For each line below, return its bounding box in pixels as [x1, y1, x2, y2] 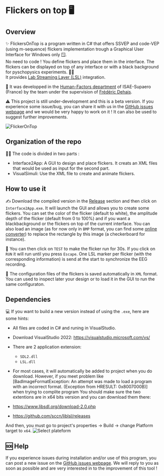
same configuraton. [5, 281, 45, 287]
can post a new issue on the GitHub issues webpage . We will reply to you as [5, 460, 159, 466]
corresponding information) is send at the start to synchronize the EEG [5, 256, 148, 262]
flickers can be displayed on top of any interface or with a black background [5, 64, 159, 69]
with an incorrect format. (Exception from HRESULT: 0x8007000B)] [12, 384, 148, 390]
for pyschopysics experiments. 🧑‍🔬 [5, 69, 75, 75]
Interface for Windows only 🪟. [5, 52, 67, 57]
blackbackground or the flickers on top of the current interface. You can [5, 221, 150, 227]
